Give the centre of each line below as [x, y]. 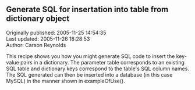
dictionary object [38, 19]
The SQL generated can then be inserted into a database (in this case [89, 74]
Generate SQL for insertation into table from [87, 10]
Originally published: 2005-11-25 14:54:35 [56, 33]
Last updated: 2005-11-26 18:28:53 [48, 39]
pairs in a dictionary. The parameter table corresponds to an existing [102, 62]
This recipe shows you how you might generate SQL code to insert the [91, 56]
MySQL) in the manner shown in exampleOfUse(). [65, 81]
